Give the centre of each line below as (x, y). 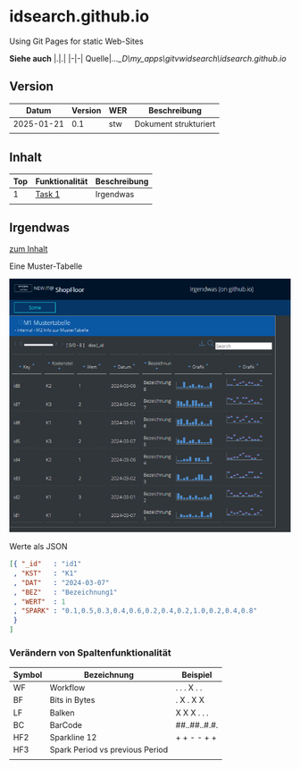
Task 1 (48, 194)
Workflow (67, 688)
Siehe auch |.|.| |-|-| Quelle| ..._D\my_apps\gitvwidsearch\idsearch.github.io (148, 58)
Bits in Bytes (72, 700)
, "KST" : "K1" (45, 573)
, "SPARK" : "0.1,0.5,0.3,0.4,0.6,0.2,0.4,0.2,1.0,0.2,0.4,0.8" (135, 611)
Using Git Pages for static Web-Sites (77, 41)
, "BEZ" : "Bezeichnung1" (65, 592)
